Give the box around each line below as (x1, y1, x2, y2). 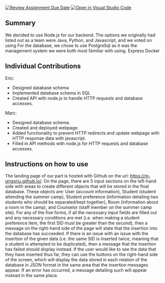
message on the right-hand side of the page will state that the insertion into (5, 225, 158, 231)
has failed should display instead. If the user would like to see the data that (5, 247, 156, 252)
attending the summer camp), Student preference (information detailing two (5, 194, 159, 200)
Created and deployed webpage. (12, 125, 79, 131)
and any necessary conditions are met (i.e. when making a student (5, 215, 140, 221)
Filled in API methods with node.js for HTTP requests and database (12, 141, 148, 146)
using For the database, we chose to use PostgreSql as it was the (5, 42, 137, 48)
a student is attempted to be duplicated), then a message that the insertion (5, 241, 156, 247)
